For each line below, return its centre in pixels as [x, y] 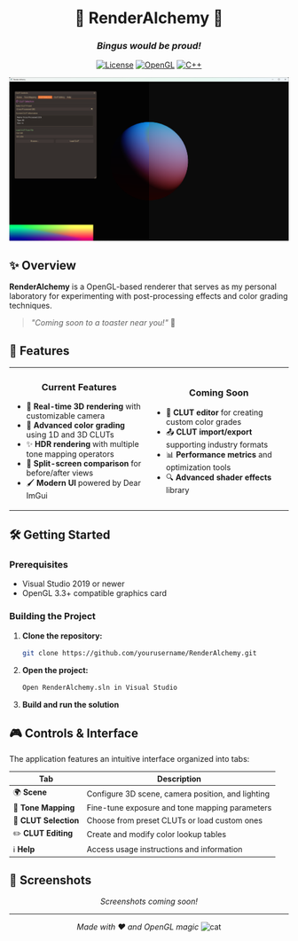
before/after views [60, 473]
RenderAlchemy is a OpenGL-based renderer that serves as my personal [143, 286]
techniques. [31, 306]
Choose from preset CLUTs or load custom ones [175, 820]
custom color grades [204, 421]
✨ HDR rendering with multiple [82, 444]
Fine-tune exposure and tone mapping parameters [179, 808]
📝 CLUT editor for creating [214, 412]
